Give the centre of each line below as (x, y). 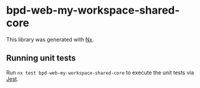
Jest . (13, 78)
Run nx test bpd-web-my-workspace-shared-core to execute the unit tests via (100, 73)
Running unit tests (41, 58)
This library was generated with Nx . (50, 39)
